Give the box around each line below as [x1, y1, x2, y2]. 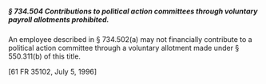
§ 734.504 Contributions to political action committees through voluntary [8, 6, 258, 16]
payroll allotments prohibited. [8, 14, 109, 24]
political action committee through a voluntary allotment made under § [8, 43, 240, 52]
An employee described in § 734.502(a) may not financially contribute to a [8, 34, 253, 44]
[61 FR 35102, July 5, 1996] [8, 67, 97, 76]
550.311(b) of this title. [8, 52, 81, 61]
